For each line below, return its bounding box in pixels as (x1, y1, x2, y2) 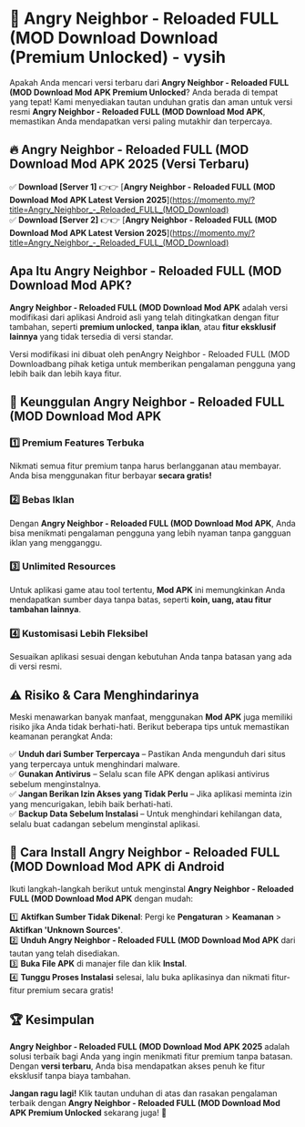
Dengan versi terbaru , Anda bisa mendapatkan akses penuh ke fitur (9, 1060, 266, 1071)
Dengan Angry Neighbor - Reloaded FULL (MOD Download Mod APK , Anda (9, 517, 296, 528)
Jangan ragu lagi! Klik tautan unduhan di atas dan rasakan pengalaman (9, 1088, 278, 1099)
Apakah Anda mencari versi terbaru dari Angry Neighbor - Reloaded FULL (9, 77, 290, 87)
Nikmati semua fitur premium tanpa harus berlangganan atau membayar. (9, 460, 282, 472)
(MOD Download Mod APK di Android (9, 859, 225, 875)
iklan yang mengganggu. (9, 537, 103, 548)
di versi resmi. (9, 661, 62, 672)
